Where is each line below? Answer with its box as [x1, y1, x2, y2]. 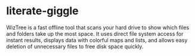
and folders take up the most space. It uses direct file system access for [6, 30, 184, 37]
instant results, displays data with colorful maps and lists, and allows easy [6, 36, 188, 43]
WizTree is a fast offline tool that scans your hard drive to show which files [6, 24, 190, 31]
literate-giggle [6, 4, 79, 18]
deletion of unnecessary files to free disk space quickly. [6, 43, 144, 50]
